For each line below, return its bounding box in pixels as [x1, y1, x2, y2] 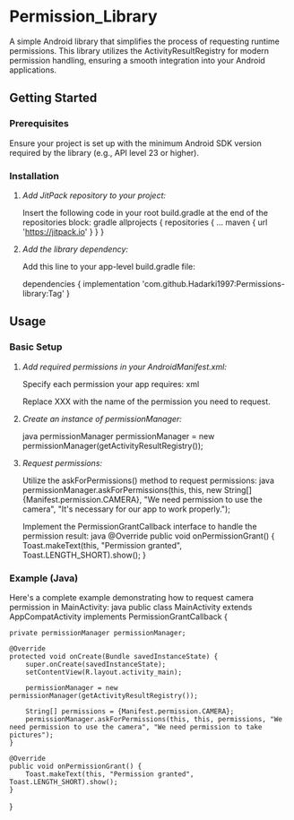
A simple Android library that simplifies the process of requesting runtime [9, 36, 280, 47]
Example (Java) [9, 572, 79, 584]
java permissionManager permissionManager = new [22, 430, 215, 441]
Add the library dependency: [22, 244, 128, 255]
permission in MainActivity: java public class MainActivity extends [9, 601, 253, 612]
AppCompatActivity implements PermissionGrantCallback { [9, 611, 229, 622]
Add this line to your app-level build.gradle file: [22, 261, 195, 272]
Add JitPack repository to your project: [22, 190, 167, 201]
